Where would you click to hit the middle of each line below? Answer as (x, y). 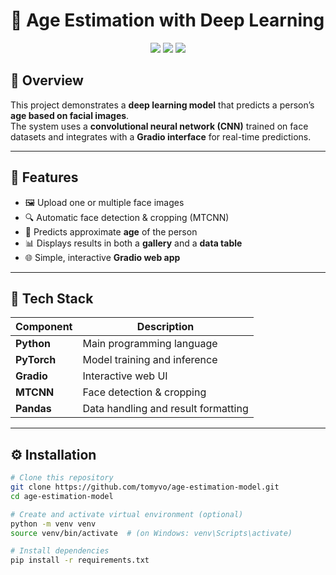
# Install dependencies (60, 551)
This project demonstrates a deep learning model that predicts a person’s (162, 105)
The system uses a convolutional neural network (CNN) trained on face (159, 126)
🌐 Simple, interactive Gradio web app (102, 257)
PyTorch (36, 360)
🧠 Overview (47, 80)
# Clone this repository (62, 478)
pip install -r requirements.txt (80, 560)
